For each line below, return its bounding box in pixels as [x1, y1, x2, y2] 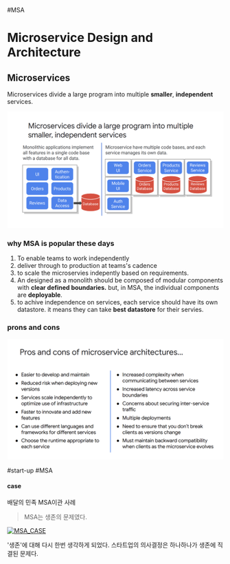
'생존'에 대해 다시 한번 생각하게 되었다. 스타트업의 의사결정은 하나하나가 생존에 [7, 541, 216, 550]
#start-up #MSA [7, 466, 53, 474]
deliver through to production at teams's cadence [16, 262, 158, 270]
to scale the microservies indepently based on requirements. [16, 269, 189, 278]
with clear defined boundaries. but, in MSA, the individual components [16, 284, 220, 292]
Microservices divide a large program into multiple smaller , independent [7, 90, 214, 98]
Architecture [7, 45, 81, 61]
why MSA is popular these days [7, 239, 115, 249]
